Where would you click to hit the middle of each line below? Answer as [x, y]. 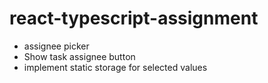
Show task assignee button [79, 56]
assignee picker [56, 46]
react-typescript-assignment [134, 18]
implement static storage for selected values [115, 67]
